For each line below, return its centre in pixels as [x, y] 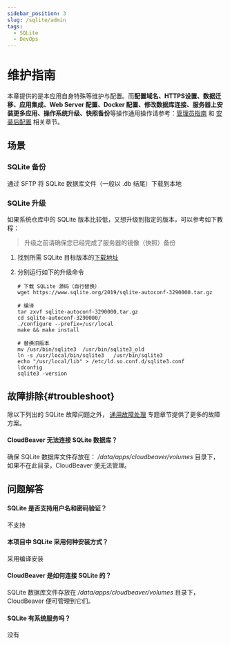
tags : [15, 26]
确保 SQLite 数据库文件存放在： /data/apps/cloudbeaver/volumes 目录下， [113, 457]
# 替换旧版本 [33, 344]
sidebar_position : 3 [37, 13]
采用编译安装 [25, 558]
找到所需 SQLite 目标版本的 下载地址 [68, 258]
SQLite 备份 [27, 167]
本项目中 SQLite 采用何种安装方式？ [58, 542]
